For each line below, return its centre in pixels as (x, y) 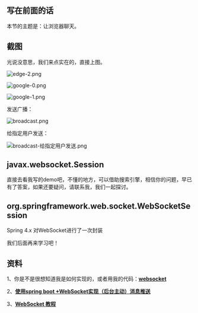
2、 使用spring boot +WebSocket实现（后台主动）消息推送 (79, 292)
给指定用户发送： (28, 133)
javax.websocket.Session (55, 165)
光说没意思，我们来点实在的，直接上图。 (56, 62)
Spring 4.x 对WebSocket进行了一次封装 (55, 231)
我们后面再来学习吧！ (33, 243)
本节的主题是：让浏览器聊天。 (43, 26)
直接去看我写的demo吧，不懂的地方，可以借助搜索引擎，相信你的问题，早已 (99, 180)
